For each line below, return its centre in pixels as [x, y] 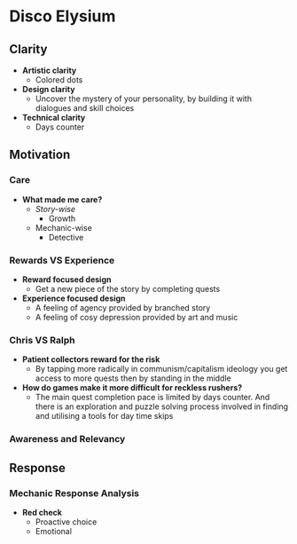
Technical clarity [54, 118]
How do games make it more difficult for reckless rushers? [132, 388]
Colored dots [59, 80]
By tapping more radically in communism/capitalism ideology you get [161, 369]
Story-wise [55, 209]
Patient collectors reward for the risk [91, 359]
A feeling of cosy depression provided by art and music [137, 317]
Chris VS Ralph [42, 340]
